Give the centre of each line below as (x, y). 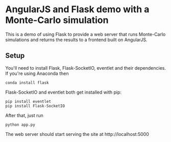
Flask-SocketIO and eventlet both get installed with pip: (63, 92)
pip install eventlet (28, 101)
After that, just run (24, 115)
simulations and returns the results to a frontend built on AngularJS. (76, 40)
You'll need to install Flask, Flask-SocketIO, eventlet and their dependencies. (86, 68)
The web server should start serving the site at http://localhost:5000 (77, 134)
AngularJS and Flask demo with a (77, 9)
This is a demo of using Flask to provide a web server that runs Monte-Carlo (86, 34)
